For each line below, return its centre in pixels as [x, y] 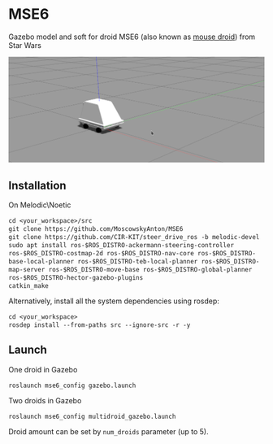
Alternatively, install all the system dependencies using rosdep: [114, 301]
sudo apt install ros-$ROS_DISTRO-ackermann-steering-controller [121, 245]
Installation [37, 185]
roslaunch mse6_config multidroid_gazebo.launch [92, 416]
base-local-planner [41, 261]
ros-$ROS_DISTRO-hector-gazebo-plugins [76, 277]
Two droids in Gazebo [45, 400]
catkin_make [28, 285]
